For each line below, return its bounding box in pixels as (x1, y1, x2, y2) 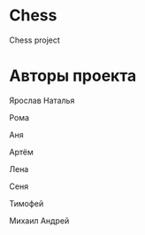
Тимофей (9, 198, 44, 208)
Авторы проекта (9, 66, 137, 86)
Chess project (9, 35, 60, 45)
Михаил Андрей (9, 215, 70, 226)
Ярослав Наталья (9, 95, 75, 106)
